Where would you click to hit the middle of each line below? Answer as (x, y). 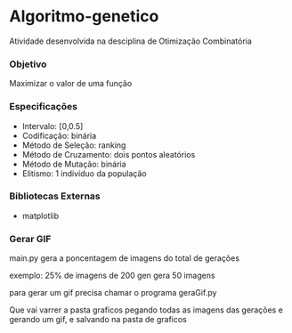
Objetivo (28, 64)
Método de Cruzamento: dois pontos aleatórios (109, 154)
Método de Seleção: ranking (74, 145)
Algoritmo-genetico (84, 16)
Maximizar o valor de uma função (71, 84)
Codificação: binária (59, 135)
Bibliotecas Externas (55, 196)
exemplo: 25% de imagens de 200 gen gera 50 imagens (112, 276)
